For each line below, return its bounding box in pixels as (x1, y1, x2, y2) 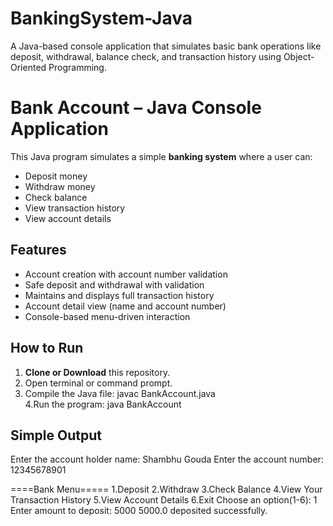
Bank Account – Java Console (10, 97, 262, 119)
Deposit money (24, 170, 88, 182)
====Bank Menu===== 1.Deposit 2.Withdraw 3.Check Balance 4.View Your (10, 483, 323, 496)
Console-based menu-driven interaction (24, 310, 191, 322)
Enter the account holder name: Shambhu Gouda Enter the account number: (10, 453, 324, 466)
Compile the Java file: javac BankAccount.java (24, 387, 216, 399)
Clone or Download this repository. (24, 366, 171, 378)
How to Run (10, 340, 84, 357)
